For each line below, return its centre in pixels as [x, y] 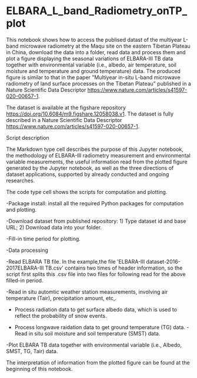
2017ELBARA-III [25, 268]
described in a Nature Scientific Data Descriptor [64, 120]
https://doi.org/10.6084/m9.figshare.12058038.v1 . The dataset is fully [90, 114]
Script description [28, 137]
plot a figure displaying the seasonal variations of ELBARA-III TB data [90, 58]
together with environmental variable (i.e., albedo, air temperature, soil [91, 65]
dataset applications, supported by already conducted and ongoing [88, 174]
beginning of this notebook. [39, 369]
